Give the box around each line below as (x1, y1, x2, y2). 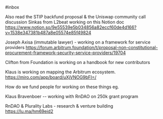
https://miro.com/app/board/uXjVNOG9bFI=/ (5, 74, 97, 80)
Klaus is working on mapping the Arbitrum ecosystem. (5, 69, 116, 75)
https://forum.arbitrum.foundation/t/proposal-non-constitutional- (25, 45, 158, 50)
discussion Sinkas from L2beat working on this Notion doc (5, 19, 125, 25)
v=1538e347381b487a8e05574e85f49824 (5, 30, 92, 35)
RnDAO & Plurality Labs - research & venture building (5, 103, 113, 109)
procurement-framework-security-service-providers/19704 (5, 50, 126, 56)
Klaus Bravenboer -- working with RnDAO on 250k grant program (5, 94, 139, 99)
